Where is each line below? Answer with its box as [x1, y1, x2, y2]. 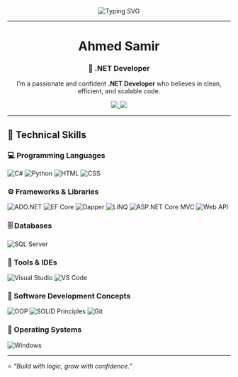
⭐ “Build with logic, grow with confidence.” [7, 361, 132, 370]
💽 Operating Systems [7, 325, 82, 335]
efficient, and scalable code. [77, 87, 161, 95]
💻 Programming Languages [7, 150, 106, 160]
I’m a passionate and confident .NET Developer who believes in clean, [16, 79, 222, 88]
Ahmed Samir [78, 38, 160, 54]
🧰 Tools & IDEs [7, 257, 58, 267]
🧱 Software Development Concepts [7, 291, 131, 301]
